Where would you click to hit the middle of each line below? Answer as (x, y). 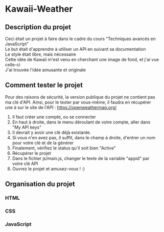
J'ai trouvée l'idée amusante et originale (46, 70)
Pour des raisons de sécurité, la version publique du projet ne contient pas (80, 97)
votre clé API (25, 163)
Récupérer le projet (32, 153)
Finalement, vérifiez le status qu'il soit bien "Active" (64, 148)
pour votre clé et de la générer (43, 143)
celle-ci (13, 65)
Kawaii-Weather (39, 9)
